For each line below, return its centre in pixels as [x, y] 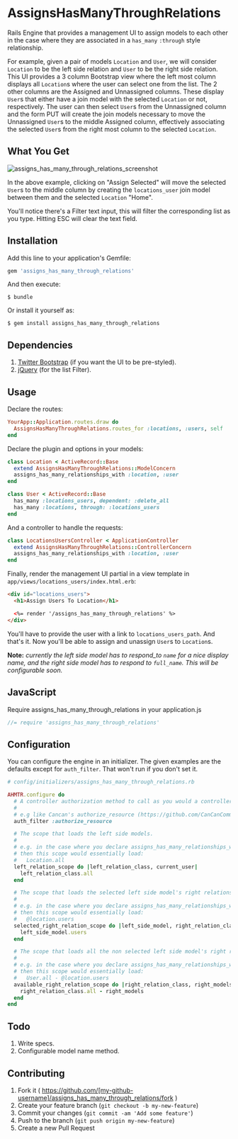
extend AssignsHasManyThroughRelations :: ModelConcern [95, 468]
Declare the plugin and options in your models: [75, 448]
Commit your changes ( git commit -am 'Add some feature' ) [105, 1113]
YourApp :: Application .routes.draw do [63, 422]
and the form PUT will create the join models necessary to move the [106, 114]
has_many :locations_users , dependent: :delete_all [92, 501]
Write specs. [36, 1043]
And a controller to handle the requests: [65, 527]
